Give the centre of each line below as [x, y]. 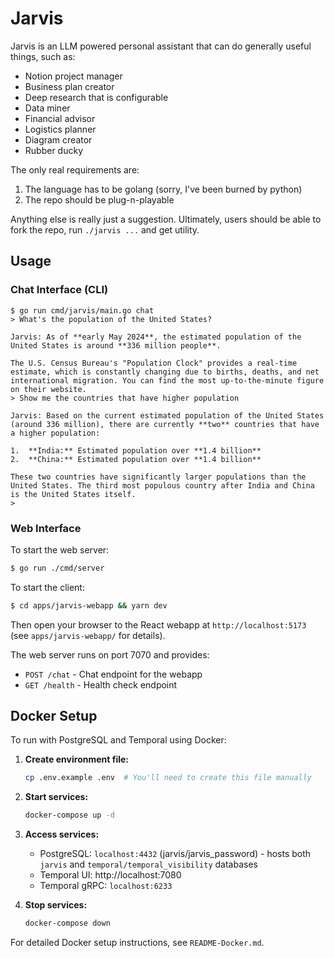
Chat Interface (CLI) [59, 290]
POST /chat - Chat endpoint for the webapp [113, 674]
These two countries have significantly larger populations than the [158, 477]
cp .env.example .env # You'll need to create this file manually [168, 778]
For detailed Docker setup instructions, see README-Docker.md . [137, 943]
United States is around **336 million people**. [116, 345]
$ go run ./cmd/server [57, 568]
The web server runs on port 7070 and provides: [110, 654]
